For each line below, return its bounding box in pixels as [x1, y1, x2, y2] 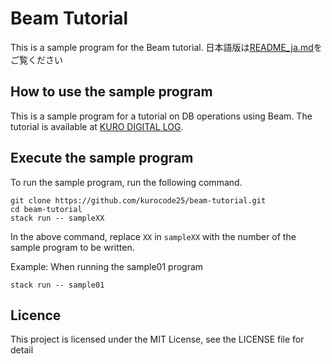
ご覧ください [10, 53, 63, 66]
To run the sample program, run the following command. [10, 176, 243, 188]
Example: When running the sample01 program [10, 260, 204, 272]
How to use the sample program [10, 83, 213, 101]
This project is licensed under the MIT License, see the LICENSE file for [10, 333, 305, 346]
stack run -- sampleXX [10, 213, 105, 223]
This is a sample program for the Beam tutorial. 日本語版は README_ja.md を [10, 41, 323, 53]
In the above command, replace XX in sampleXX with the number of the [10, 230, 297, 242]
